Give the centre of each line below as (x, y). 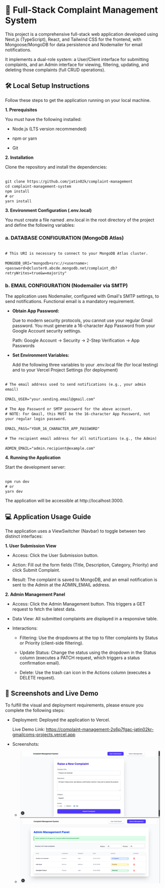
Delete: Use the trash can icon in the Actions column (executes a (85, 673)
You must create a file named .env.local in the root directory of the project (80, 220)
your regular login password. (36, 419)
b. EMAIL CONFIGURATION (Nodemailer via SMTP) (67, 285)
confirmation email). (40, 663)
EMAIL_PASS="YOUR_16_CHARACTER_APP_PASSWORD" (52, 429)
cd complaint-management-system (38, 186)
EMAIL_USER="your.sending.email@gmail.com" (50, 399)
